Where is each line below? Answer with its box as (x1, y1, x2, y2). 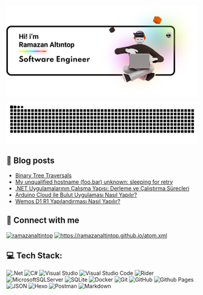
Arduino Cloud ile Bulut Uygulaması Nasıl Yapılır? (15, 191, 137, 198)
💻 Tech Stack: (6, 250, 63, 260)
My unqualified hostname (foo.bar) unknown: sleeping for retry (15, 178, 173, 186)
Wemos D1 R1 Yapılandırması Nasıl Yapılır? (15, 197, 120, 205)
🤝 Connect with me (6, 215, 80, 226)
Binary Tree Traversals (15, 172, 72, 179)
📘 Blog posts (6, 156, 55, 166)
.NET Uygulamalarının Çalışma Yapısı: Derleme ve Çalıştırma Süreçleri (15, 184, 190, 192)
